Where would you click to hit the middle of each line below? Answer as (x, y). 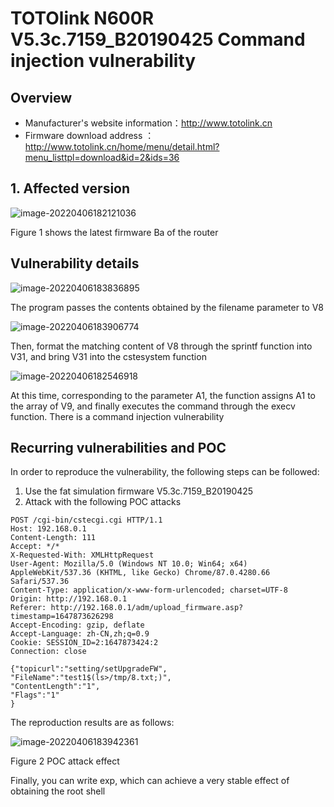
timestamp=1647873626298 (62, 617)
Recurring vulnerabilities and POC (118, 448)
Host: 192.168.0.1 (48, 529)
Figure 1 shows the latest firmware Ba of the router (114, 232)
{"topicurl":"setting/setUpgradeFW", (89, 669)
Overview (41, 97)
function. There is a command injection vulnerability (117, 416)
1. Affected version (70, 188)
